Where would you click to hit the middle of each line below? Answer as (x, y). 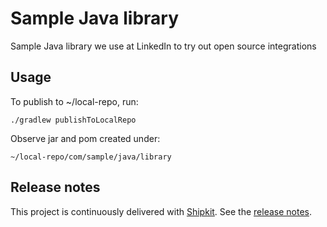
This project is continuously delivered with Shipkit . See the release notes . (161, 211)
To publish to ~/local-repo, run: (74, 101)
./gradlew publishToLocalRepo (73, 120)
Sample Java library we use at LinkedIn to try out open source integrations (163, 46)
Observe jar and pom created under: (85, 138)
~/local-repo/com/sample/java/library (91, 157)
